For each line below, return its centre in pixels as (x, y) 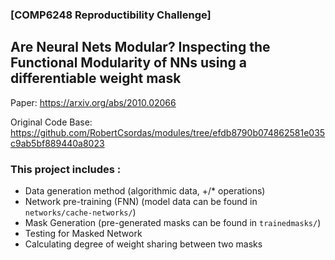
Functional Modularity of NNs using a (129, 63)
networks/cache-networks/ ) (80, 212)
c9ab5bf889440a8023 (57, 143)
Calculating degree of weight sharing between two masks (143, 244)
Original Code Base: (51, 122)
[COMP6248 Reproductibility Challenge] (111, 15)
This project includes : (66, 169)
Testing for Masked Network (83, 234)
